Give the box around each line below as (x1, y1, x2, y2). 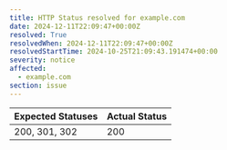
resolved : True (9, 30, 67, 39)
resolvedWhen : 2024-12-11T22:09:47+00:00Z (9, 38, 173, 48)
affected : (9, 65, 47, 74)
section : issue (9, 81, 67, 90)
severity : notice (9, 55, 76, 65)
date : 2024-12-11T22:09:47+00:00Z (9, 22, 141, 31)
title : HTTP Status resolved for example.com (9, 13, 185, 23)
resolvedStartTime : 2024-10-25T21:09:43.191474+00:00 (9, 47, 219, 56)
